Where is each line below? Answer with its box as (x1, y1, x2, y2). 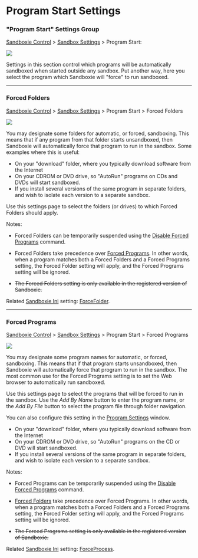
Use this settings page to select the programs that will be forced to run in (6, 390, 184, 398)
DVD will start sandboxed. (14, 444, 78, 452)
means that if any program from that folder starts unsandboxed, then (6, 136, 173, 143)
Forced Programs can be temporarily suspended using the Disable (14, 480, 176, 487)
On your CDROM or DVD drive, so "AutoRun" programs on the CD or (14, 438, 180, 445)
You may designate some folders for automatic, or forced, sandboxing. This (6, 130, 190, 137)
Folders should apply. (6, 209, 58, 216)
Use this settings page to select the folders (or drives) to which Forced (6, 202, 178, 210)
